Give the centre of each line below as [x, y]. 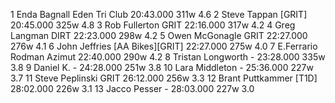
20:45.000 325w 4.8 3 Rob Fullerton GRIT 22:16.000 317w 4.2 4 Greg [153, 25]
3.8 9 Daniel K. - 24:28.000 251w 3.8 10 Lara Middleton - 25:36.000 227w [162, 67]
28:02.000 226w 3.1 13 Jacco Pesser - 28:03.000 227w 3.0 [132, 88]
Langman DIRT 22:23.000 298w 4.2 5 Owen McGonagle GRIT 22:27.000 [159, 35]
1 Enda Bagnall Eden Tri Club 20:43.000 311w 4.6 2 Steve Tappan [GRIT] [159, 14]
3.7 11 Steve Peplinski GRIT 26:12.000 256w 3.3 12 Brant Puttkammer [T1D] [164, 78]
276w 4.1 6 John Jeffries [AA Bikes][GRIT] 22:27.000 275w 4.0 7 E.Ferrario [164, 46]
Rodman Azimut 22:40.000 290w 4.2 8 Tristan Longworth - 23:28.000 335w [168, 57]
